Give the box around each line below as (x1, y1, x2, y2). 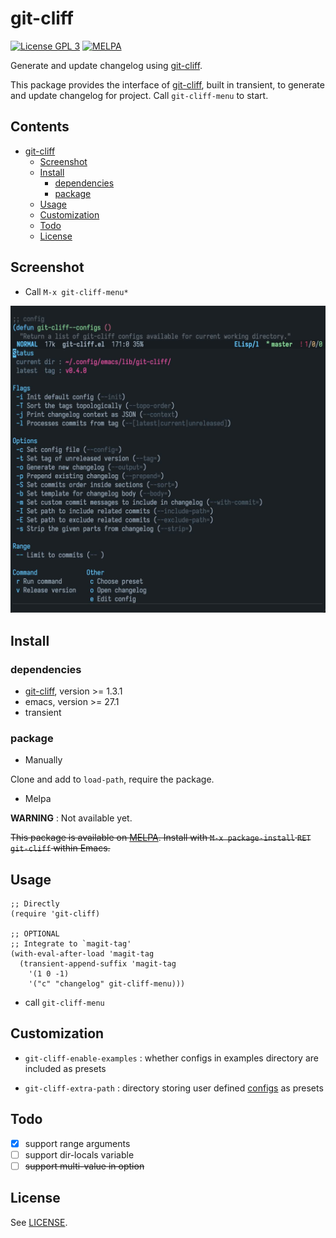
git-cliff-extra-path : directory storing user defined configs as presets (24, 1082, 324, 1094)
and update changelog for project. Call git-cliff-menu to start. (10, 89, 269, 101)
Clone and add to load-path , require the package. (10, 773, 215, 786)
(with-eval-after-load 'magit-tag (10, 949, 155, 959)
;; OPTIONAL (10, 929, 60, 939)
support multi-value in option (24, 1160, 145, 1172)
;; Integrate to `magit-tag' (10, 939, 132, 949)
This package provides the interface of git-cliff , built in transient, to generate (10, 78, 325, 91)
